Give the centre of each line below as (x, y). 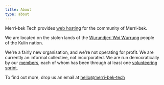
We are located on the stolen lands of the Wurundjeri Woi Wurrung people (80, 38)
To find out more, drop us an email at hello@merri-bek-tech (65, 77)
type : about (17, 14)
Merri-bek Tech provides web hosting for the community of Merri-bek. (76, 28)
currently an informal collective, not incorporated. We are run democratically (82, 57)
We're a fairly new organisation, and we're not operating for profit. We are (80, 52)
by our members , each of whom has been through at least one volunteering (81, 63)
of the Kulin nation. (24, 42)
